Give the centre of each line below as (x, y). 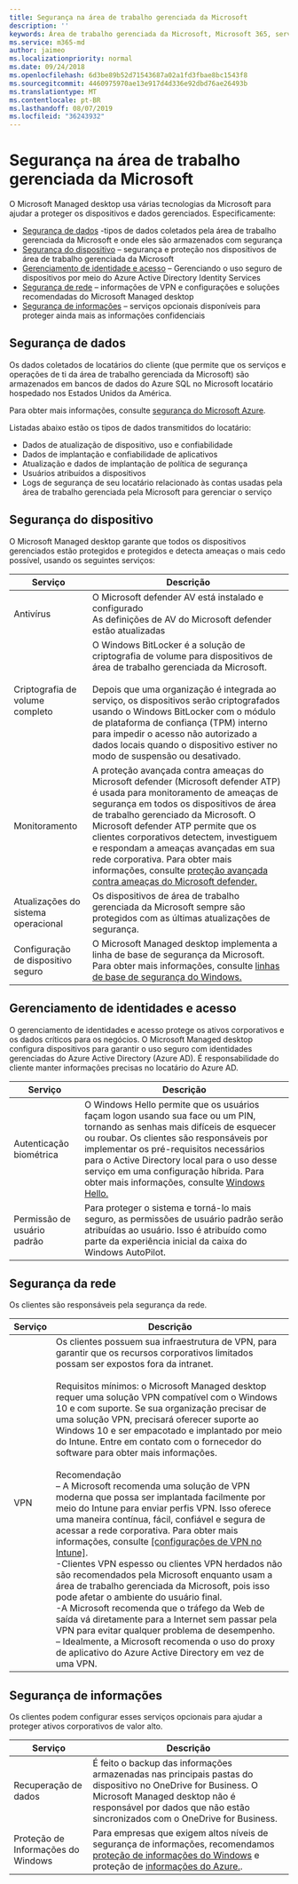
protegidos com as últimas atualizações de (181, 918)
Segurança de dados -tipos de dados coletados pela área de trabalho (149, 231)
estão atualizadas (129, 630)
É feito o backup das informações (163, 1763)
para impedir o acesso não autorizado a (175, 734)
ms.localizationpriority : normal (71, 59)
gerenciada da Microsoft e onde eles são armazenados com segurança (152, 240)
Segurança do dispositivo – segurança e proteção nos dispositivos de (149, 250)
